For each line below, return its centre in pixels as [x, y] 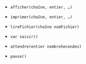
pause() [18, 56]
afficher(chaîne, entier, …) [41, 7]
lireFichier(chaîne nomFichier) [45, 27]
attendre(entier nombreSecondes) [46, 47]
